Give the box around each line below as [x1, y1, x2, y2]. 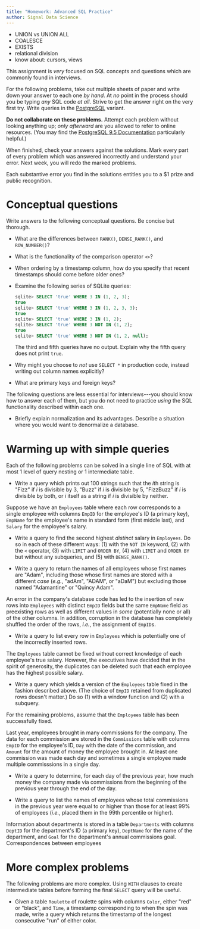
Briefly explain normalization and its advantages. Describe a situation [14, 415, 185, 422]
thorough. [6, 224, 30, 231]
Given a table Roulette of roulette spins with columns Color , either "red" [14, 898, 192, 905]
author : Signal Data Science [6, 14, 79, 20]
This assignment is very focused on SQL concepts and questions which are [6, 67, 192, 74]
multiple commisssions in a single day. [6, 760, 101, 768]
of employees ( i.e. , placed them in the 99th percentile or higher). [14, 809, 174, 816]
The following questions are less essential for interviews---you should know [6, 391, 193, 398]
